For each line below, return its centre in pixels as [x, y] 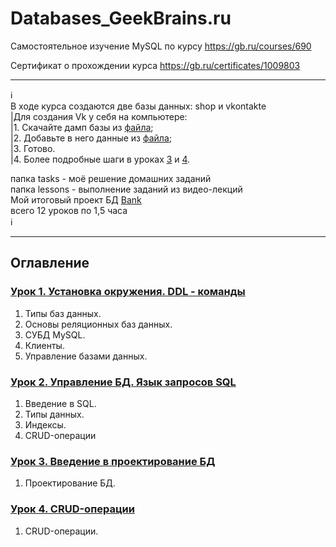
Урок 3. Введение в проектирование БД [113, 461]
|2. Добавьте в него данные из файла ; [91, 138]
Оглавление [50, 263]
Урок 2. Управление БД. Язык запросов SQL [123, 382]
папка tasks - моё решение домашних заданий [111, 178]
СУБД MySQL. [55, 334]
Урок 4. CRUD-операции [72, 509]
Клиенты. [44, 345]
